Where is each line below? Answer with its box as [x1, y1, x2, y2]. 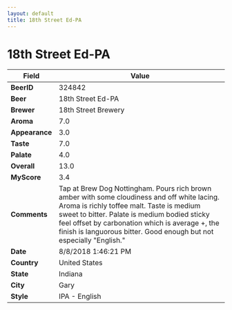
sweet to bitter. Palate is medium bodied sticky [58, 210, 211, 220]
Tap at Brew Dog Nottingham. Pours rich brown [58, 184, 212, 193]
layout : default [7, 10, 54, 17]
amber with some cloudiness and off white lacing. [58, 193, 220, 202]
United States [58, 258, 103, 268]
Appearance [10, 128, 52, 137]
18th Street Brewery [58, 105, 125, 115]
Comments [10, 210, 48, 220]
